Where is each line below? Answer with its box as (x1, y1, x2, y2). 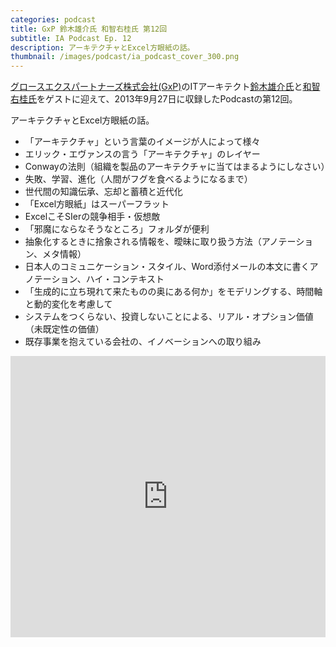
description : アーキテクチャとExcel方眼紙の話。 (10, 42, 195, 53)
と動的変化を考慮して (24, 298, 113, 310)
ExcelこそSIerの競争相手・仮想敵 (24, 211, 161, 223)
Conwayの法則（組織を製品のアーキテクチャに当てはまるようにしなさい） (24, 161, 330, 173)
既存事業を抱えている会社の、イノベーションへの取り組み (24, 336, 262, 348)
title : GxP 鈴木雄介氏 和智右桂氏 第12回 (10, 24, 168, 34)
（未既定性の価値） (24, 323, 105, 335)
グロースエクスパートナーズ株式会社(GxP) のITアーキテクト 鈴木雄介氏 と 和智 (10, 81, 321, 93)
